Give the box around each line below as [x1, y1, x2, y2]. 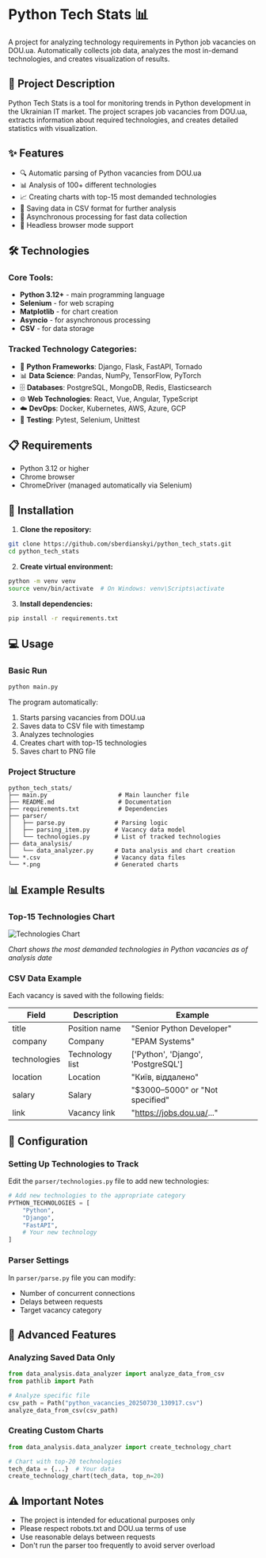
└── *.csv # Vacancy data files [8, 854, 186, 862]
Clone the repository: [19, 525, 92, 534]
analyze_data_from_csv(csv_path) [8, 1406, 119, 1414]
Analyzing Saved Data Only [8, 1352, 116, 1363]
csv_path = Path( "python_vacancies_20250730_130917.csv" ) [8, 1398, 203, 1407]
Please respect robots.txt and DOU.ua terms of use [19, 1524, 187, 1533]
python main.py [8, 683, 59, 691]
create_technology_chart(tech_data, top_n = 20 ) [8, 1472, 165, 1480]
